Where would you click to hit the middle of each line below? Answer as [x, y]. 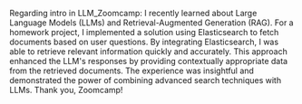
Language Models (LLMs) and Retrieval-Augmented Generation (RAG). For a [151, 23]
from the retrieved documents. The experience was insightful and [132, 71]
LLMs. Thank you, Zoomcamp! [66, 90]
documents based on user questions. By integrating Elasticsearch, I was [144, 42]
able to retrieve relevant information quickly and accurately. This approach [148, 52]
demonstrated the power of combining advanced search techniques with [146, 80]
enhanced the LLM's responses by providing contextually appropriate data [149, 61]
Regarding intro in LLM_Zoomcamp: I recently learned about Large [133, 13]
